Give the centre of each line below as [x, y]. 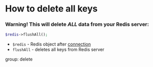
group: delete [19, 59]
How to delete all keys [52, 9]
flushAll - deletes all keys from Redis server [58, 49]
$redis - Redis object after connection [52, 44]
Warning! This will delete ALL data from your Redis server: [77, 24]
